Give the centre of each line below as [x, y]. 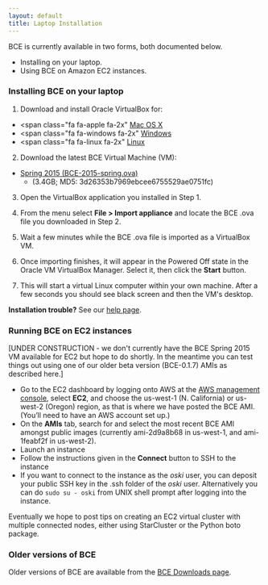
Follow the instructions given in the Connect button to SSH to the [128, 458]
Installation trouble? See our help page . [75, 309]
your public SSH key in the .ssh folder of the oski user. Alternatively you [139, 484]
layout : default [35, 16]
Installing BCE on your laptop [66, 91]
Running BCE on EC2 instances [70, 330]
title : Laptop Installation [56, 23]
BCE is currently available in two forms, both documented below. [115, 46]
